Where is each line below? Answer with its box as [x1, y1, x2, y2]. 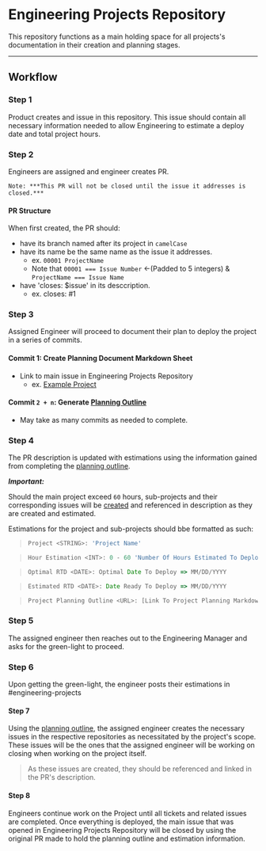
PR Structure [8, 206, 51, 215]
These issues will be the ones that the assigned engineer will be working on [8, 740, 256, 750]
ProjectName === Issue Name [31, 274, 124, 282]
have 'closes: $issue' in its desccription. [19, 281, 150, 291]
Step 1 [8, 94, 32, 105]
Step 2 [8, 149, 34, 160]
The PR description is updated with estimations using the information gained [8, 453, 257, 462]
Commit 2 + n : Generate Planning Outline [8, 397, 147, 407]
